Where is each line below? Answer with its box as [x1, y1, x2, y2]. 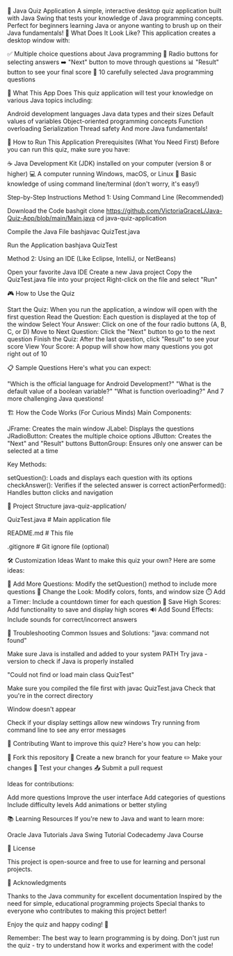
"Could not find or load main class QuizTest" [7, 671, 134, 678]
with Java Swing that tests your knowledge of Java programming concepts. [7, 14, 224, 22]
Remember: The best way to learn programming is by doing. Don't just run [7, 934, 220, 942]
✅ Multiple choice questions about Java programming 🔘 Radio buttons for [7, 49, 218, 58]
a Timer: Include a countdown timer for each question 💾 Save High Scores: [7, 598, 221, 605]
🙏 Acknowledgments [7, 879, 67, 886]
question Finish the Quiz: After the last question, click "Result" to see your [7, 335, 219, 343]
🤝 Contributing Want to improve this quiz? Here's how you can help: [7, 740, 201, 747]
